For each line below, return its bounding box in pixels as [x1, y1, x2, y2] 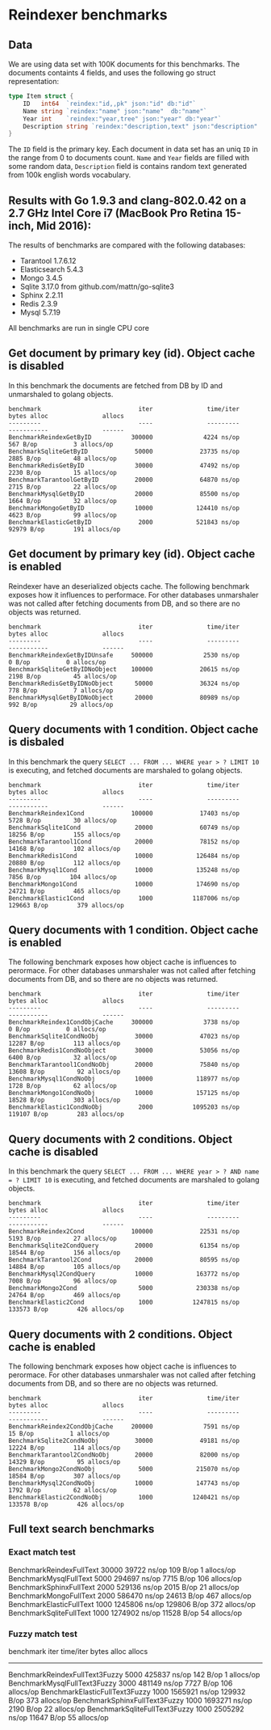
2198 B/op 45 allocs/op [8, 672, 117, 680]
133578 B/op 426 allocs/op [8, 1500, 125, 1508]
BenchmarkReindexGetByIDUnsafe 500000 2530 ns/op [8, 651, 240, 659]
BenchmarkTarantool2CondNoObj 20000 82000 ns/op [8, 1450, 240, 1459]
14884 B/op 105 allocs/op [8, 1263, 121, 1271]
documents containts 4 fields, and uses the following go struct [8, 68, 216, 78]
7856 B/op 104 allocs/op [8, 873, 117, 881]
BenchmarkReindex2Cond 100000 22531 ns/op [8, 1228, 240, 1236]
